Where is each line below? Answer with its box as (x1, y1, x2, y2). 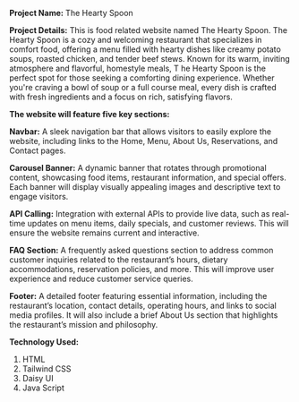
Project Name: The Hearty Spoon (9, 8, 134, 18)
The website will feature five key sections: (9, 109, 170, 119)
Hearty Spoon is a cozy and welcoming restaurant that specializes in (9, 35, 262, 45)
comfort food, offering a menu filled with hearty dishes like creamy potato (9, 44, 282, 55)
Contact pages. (9, 145, 66, 156)
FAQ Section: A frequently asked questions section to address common (9, 245, 274, 255)
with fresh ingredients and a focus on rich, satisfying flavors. (9, 91, 233, 102)
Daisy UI (21, 373, 54, 383)
